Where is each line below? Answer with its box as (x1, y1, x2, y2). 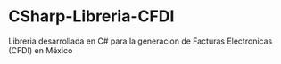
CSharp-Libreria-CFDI (8, 6, 175, 27)
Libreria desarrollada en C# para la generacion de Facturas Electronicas (8, 36, 273, 46)
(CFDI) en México (8, 44, 73, 55)
